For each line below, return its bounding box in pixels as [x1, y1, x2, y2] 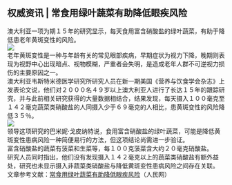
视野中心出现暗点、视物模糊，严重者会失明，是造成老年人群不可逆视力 [19, 59, 219, 68]
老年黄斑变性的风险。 [19, 35, 80, 43]
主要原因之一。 [19, 68, 62, 77]
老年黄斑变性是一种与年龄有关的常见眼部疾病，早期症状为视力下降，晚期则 [7, 51, 219, 59]
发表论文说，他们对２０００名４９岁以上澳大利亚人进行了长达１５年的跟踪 [7, 86, 219, 94]
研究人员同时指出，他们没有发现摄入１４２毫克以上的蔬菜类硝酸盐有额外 [7, 153, 213, 161]
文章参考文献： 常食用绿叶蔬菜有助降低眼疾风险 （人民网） [7, 170, 171, 178]
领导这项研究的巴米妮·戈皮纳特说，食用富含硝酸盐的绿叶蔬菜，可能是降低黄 [7, 127, 221, 135]
